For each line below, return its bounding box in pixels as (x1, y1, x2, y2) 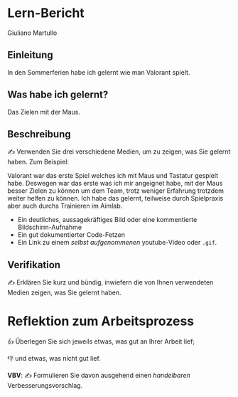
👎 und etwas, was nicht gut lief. (7, 354, 101, 363)
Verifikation (7, 258, 61, 271)
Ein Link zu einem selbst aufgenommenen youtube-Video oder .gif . (17, 238, 217, 247)
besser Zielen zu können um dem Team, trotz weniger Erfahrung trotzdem (7, 186, 225, 195)
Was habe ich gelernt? (7, 89, 109, 101)
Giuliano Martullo (7, 28, 58, 37)
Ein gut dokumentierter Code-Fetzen (17, 231, 126, 239)
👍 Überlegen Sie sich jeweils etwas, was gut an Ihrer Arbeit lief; (7, 337, 195, 346)
